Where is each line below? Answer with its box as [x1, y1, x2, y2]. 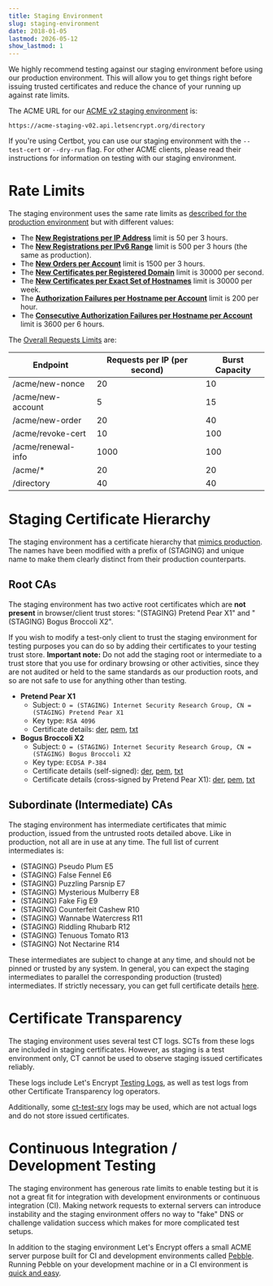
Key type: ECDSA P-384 [32, 757, 107, 767]
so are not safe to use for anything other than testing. [8, 675, 187, 685]
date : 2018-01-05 [8, 27, 67, 35]
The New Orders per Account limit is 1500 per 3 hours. [19, 259, 206, 269]
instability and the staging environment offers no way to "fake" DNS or [8, 1209, 244, 1219]
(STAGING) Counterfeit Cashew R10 [19, 904, 140, 914]
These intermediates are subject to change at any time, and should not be [8, 955, 256, 964]
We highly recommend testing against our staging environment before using [8, 64, 263, 74]
